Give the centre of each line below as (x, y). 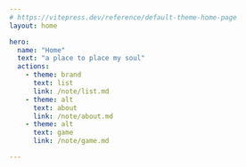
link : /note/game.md (71, 141)
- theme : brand (53, 75)
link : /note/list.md (71, 91)
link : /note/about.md (73, 116)
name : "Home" (41, 50)
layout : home (33, 26)
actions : (33, 67)
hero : (19, 42)
